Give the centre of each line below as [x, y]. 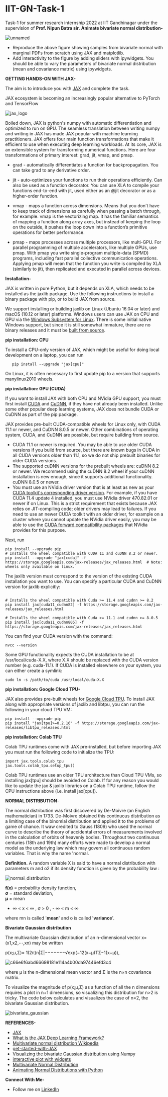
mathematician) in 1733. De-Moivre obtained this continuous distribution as [83, 816]
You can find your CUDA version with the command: [59, 636]
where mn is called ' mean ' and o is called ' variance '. [60, 918]
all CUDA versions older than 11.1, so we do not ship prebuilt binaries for [86, 455]
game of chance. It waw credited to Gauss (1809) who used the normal [78, 826]
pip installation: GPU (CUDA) [36, 388]
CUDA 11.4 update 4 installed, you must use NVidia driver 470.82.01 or [85, 498]
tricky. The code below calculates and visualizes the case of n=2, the [77, 998]
